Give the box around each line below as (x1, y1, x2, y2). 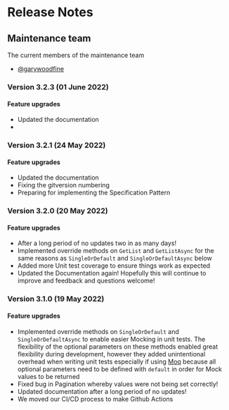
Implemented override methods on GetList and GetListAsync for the (17, 247, 214, 255)
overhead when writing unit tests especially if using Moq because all (17, 357, 216, 366)
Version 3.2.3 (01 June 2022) (7, 82, 109, 92)
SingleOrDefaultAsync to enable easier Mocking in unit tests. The (17, 335, 206, 343)
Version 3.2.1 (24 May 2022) (7, 140, 106, 150)
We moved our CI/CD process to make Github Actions (17, 395, 174, 403)
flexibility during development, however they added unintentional (17, 349, 206, 358)
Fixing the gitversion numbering (17, 181, 110, 190)
